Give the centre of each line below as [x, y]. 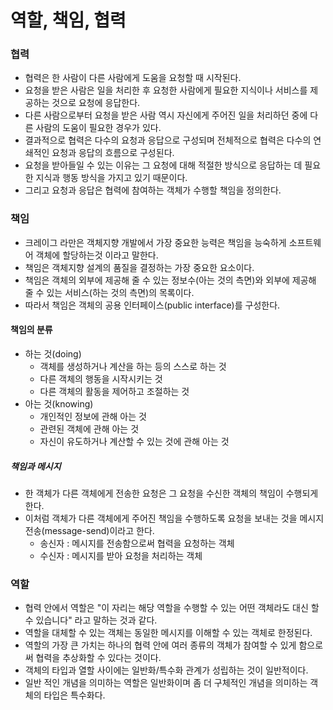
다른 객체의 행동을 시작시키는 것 [101, 378]
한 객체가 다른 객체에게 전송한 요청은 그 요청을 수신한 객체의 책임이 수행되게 [171, 493]
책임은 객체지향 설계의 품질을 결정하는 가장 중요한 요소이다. [139, 267]
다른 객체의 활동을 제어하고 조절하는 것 [114, 391]
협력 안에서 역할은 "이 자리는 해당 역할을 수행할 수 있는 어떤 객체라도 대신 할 [172, 608]
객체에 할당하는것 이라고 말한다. [97, 255]
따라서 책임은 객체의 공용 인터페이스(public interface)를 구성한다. [152, 305]
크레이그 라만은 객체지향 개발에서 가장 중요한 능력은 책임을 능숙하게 [155, 242]
